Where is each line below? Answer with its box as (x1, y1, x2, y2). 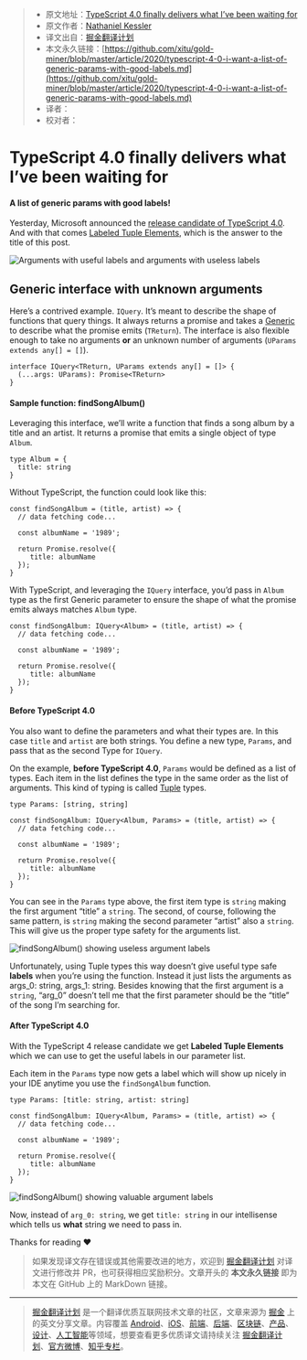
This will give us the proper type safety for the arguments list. (9, 925, 241, 936)
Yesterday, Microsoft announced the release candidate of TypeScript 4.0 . (9, 218, 285, 229)
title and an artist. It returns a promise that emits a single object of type (9, 427, 277, 438)
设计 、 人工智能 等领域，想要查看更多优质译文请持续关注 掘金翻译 (31, 1329, 275, 1340)
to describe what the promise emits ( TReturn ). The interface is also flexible (9, 325, 290, 337)
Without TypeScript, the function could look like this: (9, 487, 207, 498)
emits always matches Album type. (9, 604, 137, 616)
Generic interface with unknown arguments (9, 281, 263, 296)
